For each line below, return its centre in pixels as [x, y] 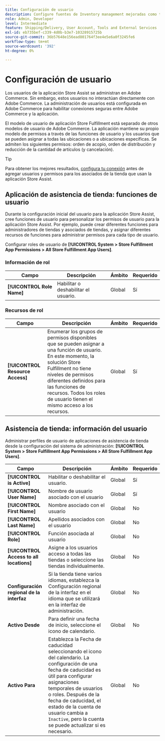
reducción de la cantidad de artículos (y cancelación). [60, 149]
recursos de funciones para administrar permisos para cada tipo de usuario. [82, 235]
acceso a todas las [70, 554]
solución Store [64, 362]
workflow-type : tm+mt [27, 42]
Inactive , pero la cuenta [76, 719]
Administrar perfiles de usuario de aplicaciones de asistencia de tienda [77, 441]
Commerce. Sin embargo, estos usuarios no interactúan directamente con [80, 98]
